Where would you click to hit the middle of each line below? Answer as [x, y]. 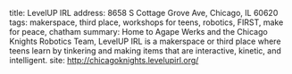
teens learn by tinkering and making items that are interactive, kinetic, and [145, 51]
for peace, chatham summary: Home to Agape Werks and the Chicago [138, 32]
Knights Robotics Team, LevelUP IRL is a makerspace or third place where [145, 41]
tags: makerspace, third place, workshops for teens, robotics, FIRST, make [146, 22]
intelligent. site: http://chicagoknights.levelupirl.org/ [104, 60]
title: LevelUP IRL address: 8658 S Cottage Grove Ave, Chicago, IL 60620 [144, 13]
